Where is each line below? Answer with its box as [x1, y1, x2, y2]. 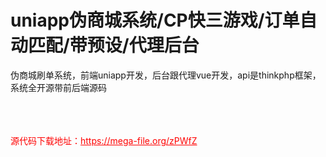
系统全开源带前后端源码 [10, 81, 107, 93]
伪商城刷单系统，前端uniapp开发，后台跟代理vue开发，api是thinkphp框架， [10, 69, 322, 81]
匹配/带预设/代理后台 [28, 34, 200, 57]
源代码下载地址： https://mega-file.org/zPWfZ [10, 134, 198, 146]
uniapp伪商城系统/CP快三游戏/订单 [10, 9, 300, 32]
